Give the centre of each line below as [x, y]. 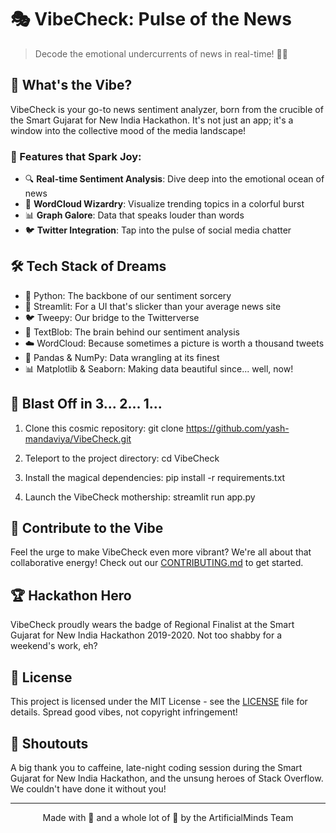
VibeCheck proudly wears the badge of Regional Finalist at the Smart [152, 625]
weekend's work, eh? [54, 646]
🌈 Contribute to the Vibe [87, 528]
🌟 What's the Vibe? [71, 85]
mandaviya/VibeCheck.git [78, 438]
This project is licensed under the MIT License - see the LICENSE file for [159, 702]
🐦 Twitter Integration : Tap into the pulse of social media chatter [158, 230]
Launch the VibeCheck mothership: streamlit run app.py [140, 497]
